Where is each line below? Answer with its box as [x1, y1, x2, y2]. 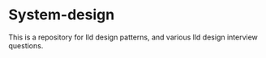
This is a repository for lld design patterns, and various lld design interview [8, 32, 258, 42]
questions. [8, 40, 44, 50]
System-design [8, 6, 115, 24]
